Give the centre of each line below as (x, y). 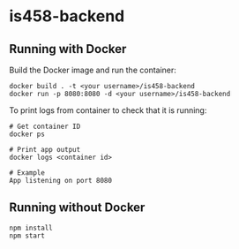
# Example (27, 173)
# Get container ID (45, 126)
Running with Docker (68, 49)
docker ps (27, 134)
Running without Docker (77, 208)
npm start (27, 236)
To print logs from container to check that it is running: (108, 110)
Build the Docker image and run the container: (93, 70)
